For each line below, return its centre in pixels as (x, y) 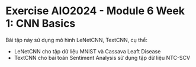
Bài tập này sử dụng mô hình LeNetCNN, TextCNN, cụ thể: (77, 40)
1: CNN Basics (41, 23)
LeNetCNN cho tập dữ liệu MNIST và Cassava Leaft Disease (87, 51)
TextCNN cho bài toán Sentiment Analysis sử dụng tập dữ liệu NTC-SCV (102, 58)
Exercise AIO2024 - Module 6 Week (95, 11)
